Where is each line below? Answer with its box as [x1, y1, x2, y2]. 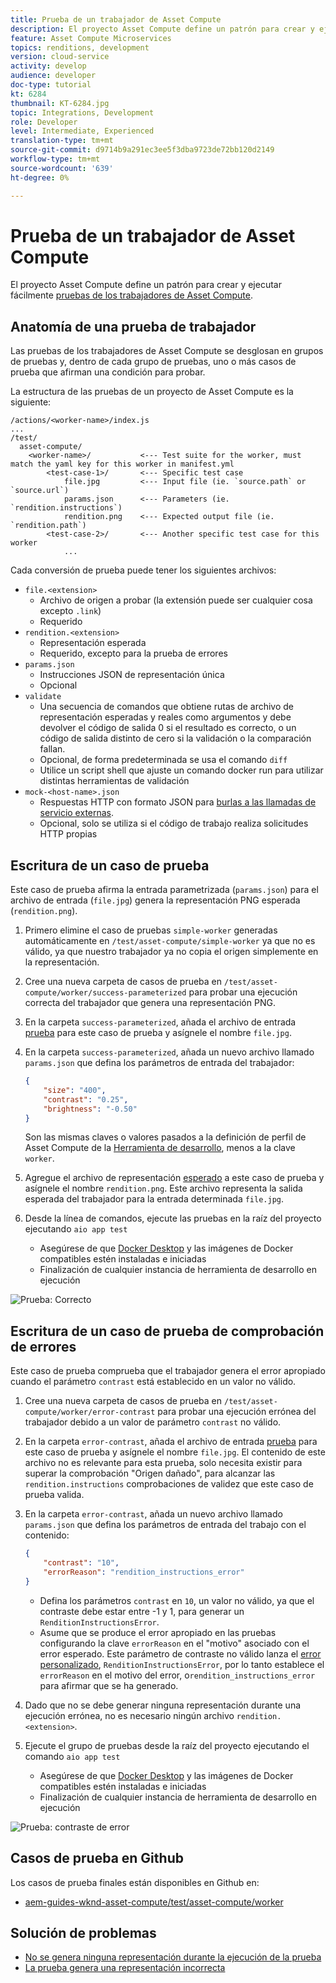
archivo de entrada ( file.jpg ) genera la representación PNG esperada [10, 894, 301, 906]
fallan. [39, 743, 66, 755]
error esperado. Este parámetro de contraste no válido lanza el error [39, 1647, 322, 1660]
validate [24, 692, 62, 702]
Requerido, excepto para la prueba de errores [39, 647, 228, 660]
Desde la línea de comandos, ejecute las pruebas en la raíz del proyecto [24, 1212, 322, 1225]
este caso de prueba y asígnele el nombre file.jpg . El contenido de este [24, 1446, 326, 1458]
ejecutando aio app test [24, 1223, 128, 1235]
